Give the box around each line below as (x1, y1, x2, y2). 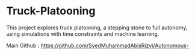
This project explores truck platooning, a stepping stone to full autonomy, (6, 24, 188, 31)
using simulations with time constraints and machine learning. (6, 30, 159, 37)
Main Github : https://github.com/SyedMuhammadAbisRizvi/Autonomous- (6, 42, 190, 49)
